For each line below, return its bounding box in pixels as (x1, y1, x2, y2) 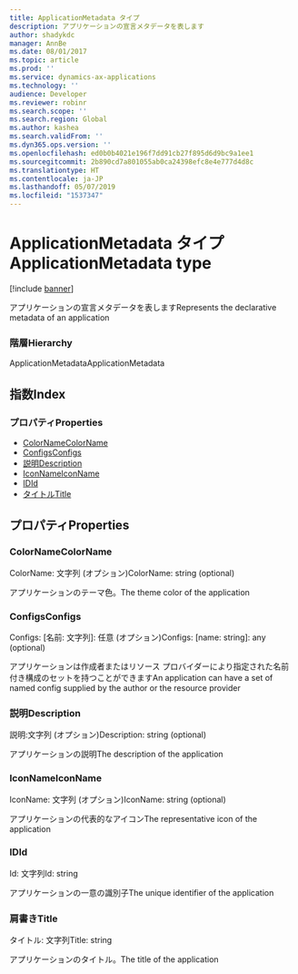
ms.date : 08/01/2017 (9, 47, 88, 56)
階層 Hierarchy (9, 336, 73, 349)
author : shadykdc (9, 30, 75, 39)
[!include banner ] (9, 283, 74, 294)
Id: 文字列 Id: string (9, 867, 79, 878)
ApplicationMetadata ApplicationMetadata (9, 358, 165, 369)
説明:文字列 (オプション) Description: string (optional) (9, 729, 207, 740)
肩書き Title (9, 912, 58, 925)
